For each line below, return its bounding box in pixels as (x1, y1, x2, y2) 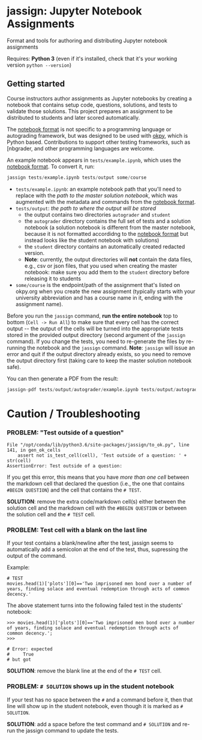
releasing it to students (24, 275, 82, 282)
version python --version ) (7, 61, 72, 69)
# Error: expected (7, 646, 53, 652)
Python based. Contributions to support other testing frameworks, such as (7, 138, 191, 146)
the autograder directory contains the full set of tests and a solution (24, 217, 191, 224)
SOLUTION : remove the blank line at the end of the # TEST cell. (7, 667, 162, 674)
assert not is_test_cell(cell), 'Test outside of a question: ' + (17, 452, 187, 458)
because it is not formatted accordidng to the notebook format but (24, 230, 188, 237)
